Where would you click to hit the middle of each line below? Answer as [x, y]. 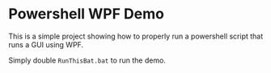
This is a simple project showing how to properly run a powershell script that [136, 36]
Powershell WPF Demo [86, 14]
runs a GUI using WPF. [46, 44]
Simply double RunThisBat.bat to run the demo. [87, 60]
